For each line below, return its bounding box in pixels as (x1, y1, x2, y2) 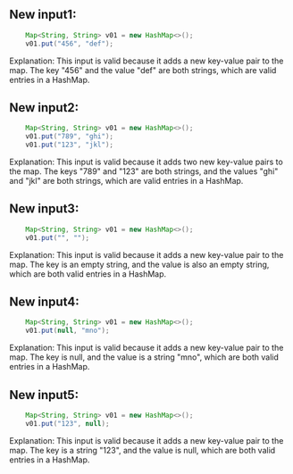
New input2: (9, 100, 80, 115)
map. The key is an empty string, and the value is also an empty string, (9, 259, 270, 270)
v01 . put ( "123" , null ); (25, 419, 110, 428)
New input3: (9, 201, 80, 217)
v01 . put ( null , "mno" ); (25, 326, 110, 336)
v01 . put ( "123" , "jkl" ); (25, 140, 114, 150)
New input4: (9, 294, 80, 309)
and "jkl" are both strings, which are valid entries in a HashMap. (9, 176, 244, 186)
